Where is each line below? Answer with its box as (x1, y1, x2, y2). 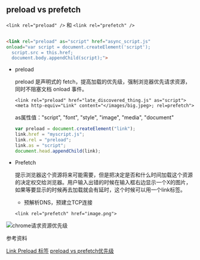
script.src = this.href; (11, 49, 73, 55)
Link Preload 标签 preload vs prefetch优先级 (6, 247, 115, 254)
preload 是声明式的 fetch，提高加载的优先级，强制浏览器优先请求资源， (14, 78, 191, 85)
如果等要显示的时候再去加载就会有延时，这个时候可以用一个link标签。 (14, 186, 186, 193)
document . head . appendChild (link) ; (14, 148, 101, 154)
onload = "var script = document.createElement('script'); (6, 44, 151, 50)
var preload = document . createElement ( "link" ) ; (14, 126, 136, 132)
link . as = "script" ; (14, 143, 66, 148)
